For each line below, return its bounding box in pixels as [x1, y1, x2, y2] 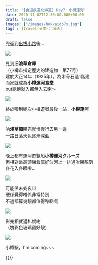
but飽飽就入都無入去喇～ [5, 86, 56, 92]
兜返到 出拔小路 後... [5, 41, 45, 47]
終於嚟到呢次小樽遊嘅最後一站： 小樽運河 [5, 106, 89, 112]
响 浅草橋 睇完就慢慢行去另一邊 [5, 126, 67, 132]
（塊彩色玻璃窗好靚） [5, 225, 49, 231]
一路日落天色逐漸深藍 [5, 132, 49, 139]
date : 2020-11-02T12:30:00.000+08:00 [5, 12, 84, 17]
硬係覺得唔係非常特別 [5, 192, 49, 198]
